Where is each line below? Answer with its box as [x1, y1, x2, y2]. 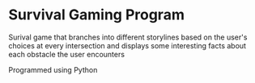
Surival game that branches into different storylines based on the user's [8, 32, 248, 42]
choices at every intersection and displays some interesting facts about [8, 40, 247, 50]
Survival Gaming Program [8, 6, 185, 24]
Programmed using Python [8, 64, 98, 74]
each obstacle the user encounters [8, 49, 125, 59]
